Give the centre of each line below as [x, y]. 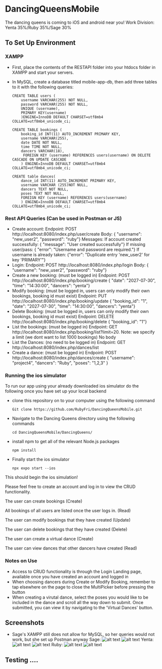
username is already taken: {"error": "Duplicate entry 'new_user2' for [81, 254]
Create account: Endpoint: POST [44, 228]
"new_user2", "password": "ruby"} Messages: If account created [76, 239]
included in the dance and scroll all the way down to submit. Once [78, 602]
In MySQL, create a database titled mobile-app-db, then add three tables [84, 82]
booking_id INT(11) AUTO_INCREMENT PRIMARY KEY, [71, 134]
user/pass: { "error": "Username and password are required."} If [75, 249]
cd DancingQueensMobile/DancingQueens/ [52, 433]
